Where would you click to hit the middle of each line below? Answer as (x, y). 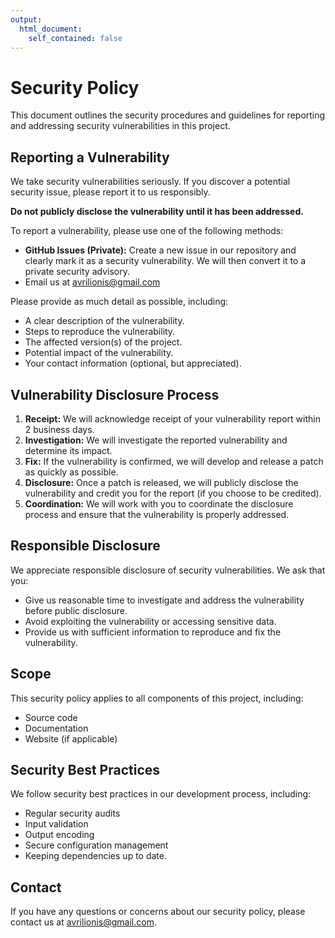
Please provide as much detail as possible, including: (119, 302)
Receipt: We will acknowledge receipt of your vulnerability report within (172, 418)
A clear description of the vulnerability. (104, 321)
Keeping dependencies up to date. (95, 856)
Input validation (56, 824)
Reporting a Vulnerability (90, 157)
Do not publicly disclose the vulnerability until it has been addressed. (157, 212)
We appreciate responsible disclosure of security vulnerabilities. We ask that (168, 570)
